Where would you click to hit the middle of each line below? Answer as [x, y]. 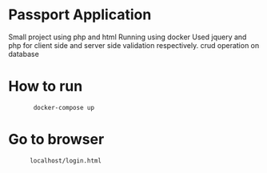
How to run [46, 86]
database [24, 54]
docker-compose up [64, 107]
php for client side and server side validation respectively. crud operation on [134, 45]
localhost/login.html [66, 161]
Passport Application [80, 15]
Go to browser [56, 140]
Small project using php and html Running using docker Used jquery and [128, 37]
